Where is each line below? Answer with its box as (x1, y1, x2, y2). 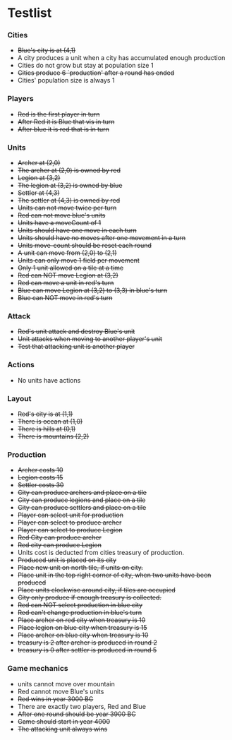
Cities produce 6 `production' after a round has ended (17, 68, 175, 77)
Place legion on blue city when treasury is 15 (17, 623, 147, 632)
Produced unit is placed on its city (17, 556, 117, 564)
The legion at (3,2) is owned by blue (17, 181, 123, 190)
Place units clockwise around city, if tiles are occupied (17, 586, 176, 595)
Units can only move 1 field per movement (17, 256, 140, 265)
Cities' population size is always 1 (17, 76, 115, 85)
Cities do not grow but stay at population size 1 (17, 61, 154, 70)
